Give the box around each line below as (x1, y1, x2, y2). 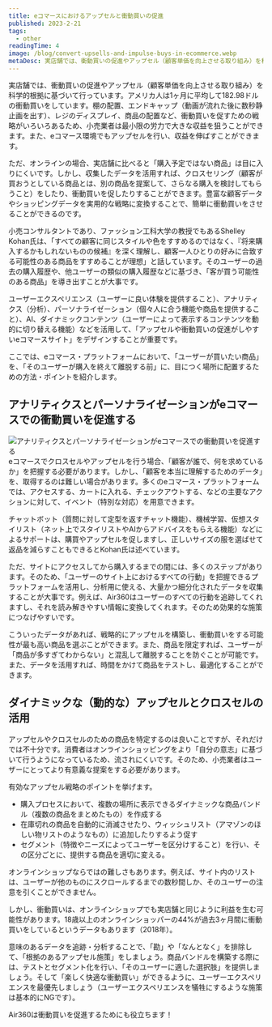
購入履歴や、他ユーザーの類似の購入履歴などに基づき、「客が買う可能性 (22, 266, 260, 276)
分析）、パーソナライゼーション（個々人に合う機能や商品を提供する (29, 304, 253, 313)
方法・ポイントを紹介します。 (22, 372, 121, 381)
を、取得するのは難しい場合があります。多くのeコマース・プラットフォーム (8, 476, 260, 486)
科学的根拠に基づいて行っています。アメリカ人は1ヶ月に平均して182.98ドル (8, 90, 259, 100)
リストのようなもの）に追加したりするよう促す (41, 829, 198, 839)
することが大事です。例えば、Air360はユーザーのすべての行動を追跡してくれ (8, 592, 263, 602)
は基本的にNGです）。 (8, 992, 79, 1002)
